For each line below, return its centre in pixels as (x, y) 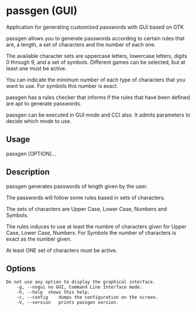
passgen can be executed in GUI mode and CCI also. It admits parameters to (98, 115)
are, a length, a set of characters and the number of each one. (81, 45)
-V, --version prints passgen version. (68, 303)
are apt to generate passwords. (44, 103)
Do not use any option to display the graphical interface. (81, 282)
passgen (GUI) (42, 11)
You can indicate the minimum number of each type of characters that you (96, 80)
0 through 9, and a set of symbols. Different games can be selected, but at (96, 62)
